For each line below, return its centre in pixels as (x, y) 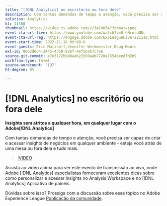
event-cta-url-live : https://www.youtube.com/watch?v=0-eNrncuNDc (75, 33)
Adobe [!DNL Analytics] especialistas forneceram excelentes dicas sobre (80, 173)
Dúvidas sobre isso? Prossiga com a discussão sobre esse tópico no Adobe (83, 193)
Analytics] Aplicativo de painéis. (38, 183)
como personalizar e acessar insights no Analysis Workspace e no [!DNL (80, 178)
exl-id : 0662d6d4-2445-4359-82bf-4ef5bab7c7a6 (54, 51)
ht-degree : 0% (20, 70)
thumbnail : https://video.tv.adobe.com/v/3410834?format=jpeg (71, 28)
